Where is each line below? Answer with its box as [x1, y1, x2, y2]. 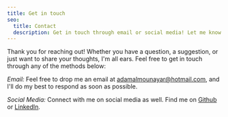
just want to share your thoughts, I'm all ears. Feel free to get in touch [7, 55, 203, 63]
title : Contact [13, 22, 57, 29]
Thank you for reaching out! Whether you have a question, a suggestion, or [7, 48, 218, 56]
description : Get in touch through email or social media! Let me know [13, 29, 222, 36]
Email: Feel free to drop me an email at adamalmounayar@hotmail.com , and [7, 76, 220, 84]
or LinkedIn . [7, 103, 41, 111]
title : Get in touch [7, 10, 66, 17]
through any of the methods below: [7, 62, 106, 70]
